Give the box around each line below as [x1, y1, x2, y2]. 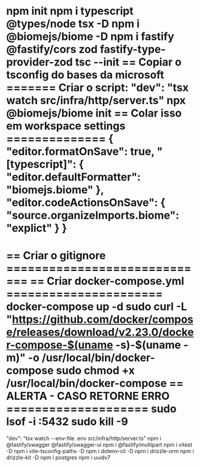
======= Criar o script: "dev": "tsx [6, 81, 189, 94]
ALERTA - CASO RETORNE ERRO [6, 389, 170, 403]
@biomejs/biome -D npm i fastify [6, 30, 175, 43]
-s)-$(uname [115, 338, 181, 352]
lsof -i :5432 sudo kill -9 [6, 415, 129, 429]
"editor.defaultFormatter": [6, 170, 141, 184]
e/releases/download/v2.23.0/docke [6, 326, 194, 339]
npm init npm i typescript [6, 4, 134, 18]
